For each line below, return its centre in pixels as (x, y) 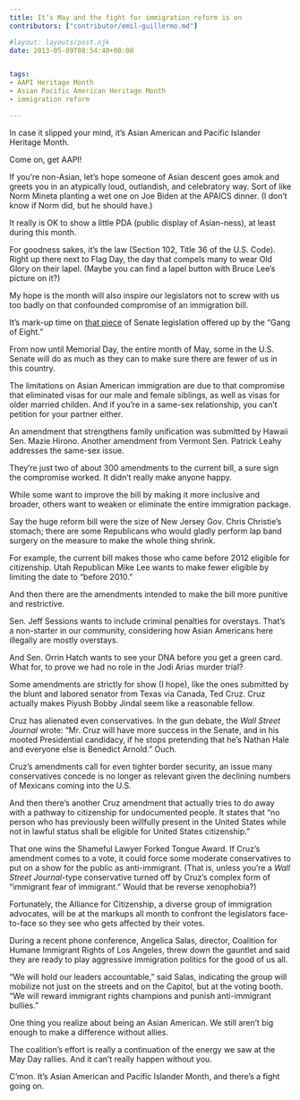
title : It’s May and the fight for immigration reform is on (126, 17)
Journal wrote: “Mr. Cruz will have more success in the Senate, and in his (144, 729)
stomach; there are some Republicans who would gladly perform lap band (146, 531)
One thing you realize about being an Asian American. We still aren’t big (141, 1022)
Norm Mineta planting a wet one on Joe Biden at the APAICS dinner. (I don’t (149, 196)
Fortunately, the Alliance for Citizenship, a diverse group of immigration (141, 904)
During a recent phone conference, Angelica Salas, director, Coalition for (143, 940)
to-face (23, 923)
